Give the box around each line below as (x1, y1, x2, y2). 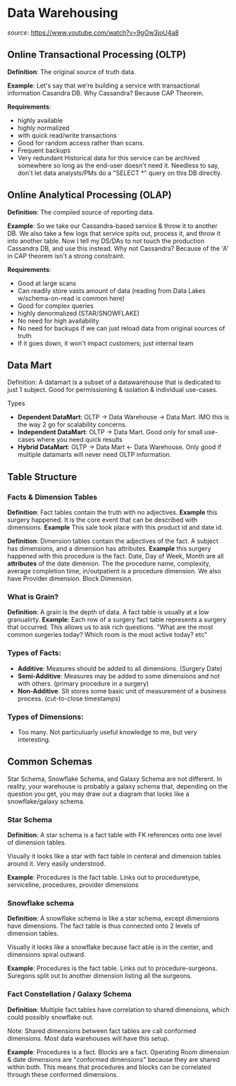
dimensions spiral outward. (7, 950, 86, 959)
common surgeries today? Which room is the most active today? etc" (7, 631, 208, 639)
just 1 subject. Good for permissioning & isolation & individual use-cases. (7, 386, 218, 394)
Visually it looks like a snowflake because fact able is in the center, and (7, 943, 213, 951)
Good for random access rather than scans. (17, 138, 144, 147)
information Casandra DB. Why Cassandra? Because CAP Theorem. (7, 88, 204, 97)
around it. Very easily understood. (7, 859, 106, 868)
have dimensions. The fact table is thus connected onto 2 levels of (7, 921, 201, 930)
